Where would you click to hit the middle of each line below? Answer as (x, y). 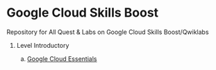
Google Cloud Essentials (62, 59)
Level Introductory (43, 45)
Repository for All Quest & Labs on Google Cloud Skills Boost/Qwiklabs (108, 32)
